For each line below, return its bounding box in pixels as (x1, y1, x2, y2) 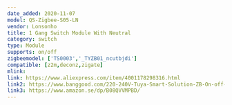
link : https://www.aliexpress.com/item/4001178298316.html (7, 74, 181, 82)
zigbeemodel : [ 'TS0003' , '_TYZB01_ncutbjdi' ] (7, 55, 137, 62)
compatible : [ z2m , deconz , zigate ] (7, 61, 104, 68)
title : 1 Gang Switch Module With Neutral (7, 29, 131, 37)
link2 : (7, 81, 26, 88)
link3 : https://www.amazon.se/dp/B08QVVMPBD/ (7, 87, 140, 94)
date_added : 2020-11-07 (7, 10, 76, 17)
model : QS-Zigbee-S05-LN (7, 17, 79, 23)
